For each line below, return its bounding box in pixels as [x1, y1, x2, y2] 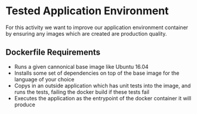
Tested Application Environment [5, 4, 169, 18]
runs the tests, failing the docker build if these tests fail [14, 88, 150, 96]
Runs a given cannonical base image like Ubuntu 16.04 [14, 63, 149, 70]
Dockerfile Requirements [5, 47, 101, 58]
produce [14, 101, 35, 108]
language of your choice [14, 75, 75, 83]
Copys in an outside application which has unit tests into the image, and [14, 82, 191, 89]
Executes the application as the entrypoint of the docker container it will [14, 94, 192, 102]
